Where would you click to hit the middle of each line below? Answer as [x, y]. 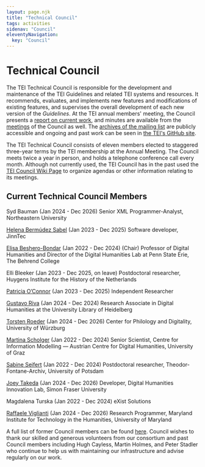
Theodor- [178, 364]
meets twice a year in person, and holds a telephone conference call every [100, 158]
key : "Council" [31, 40]
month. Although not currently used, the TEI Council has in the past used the [103, 164]
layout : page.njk [28, 12]
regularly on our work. [34, 457]
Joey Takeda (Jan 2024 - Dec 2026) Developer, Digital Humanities [90, 383]
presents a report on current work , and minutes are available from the [94, 120]
